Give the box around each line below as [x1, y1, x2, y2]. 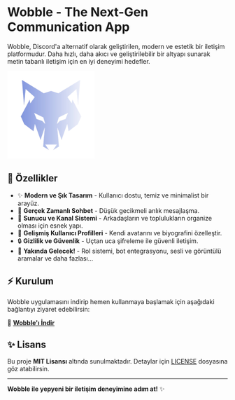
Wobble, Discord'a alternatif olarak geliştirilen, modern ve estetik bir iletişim [7, 42, 225, 50]
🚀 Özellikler [7, 172, 58, 184]
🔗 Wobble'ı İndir [7, 318, 55, 326]
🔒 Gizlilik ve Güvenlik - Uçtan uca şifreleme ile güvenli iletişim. [17, 236, 199, 245]
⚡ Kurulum [7, 275, 54, 287]
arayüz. [17, 199, 40, 207]
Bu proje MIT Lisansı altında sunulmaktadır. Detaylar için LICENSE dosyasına [7, 357, 228, 366]
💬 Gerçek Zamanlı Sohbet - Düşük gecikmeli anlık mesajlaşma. [17, 206, 200, 214]
